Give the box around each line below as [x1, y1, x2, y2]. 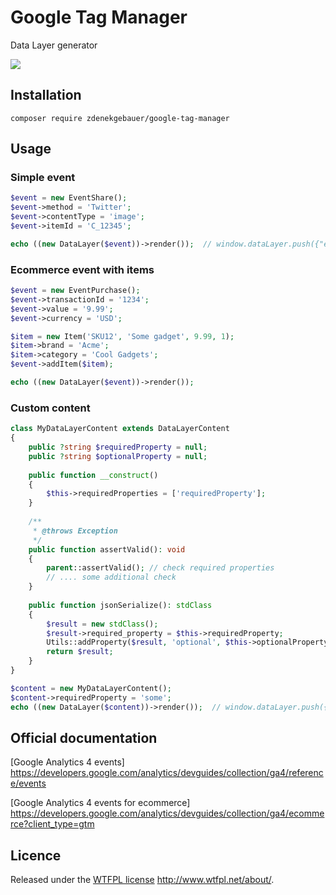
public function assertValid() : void [28, 544, 186, 555]
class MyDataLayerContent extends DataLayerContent [10, 424, 230, 434]
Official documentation [10, 729, 158, 746]
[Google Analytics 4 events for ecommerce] [10, 797, 191, 809]
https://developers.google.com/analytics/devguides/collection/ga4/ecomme [10, 807, 325, 820]
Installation [10, 87, 82, 104]
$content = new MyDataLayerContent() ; [10, 683, 172, 693]
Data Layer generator [10, 39, 98, 51]
